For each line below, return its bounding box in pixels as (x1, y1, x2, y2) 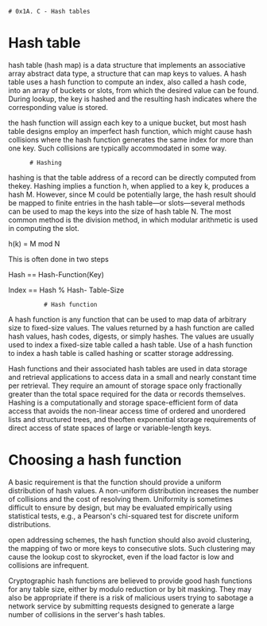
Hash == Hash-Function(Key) (8, 269, 105, 279)
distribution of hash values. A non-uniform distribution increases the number (8, 486, 259, 495)
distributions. (8, 519, 52, 529)
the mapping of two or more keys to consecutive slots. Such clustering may (8, 543, 256, 553)
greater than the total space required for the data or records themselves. (8, 389, 246, 398)
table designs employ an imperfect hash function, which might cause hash (8, 126, 253, 135)
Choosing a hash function (8, 451, 182, 469)
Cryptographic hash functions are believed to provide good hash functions (8, 576, 253, 585)
